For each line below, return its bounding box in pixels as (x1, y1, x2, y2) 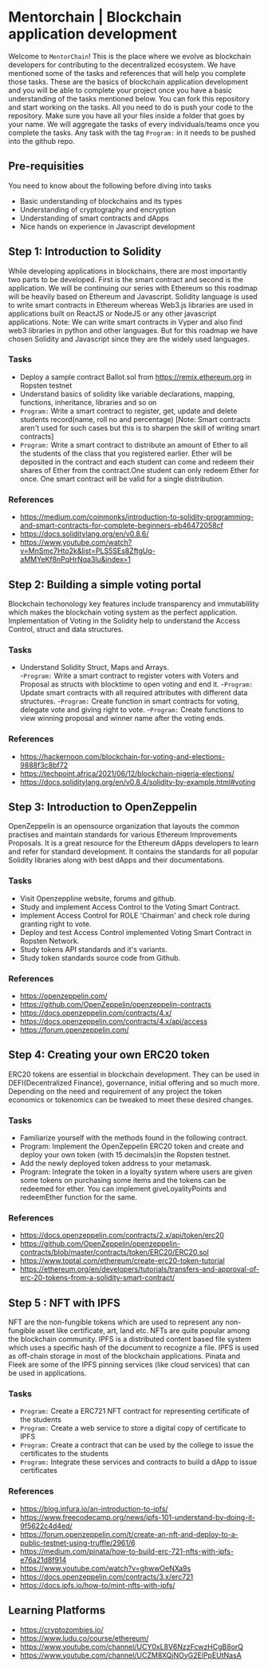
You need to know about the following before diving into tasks (8, 181, 212, 190)
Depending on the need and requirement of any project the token (8, 1086, 223, 1096)
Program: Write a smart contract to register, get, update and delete (19, 406, 238, 416)
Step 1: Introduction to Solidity (8, 245, 162, 259)
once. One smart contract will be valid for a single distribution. (19, 474, 225, 484)
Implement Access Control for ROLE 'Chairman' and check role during (19, 910, 250, 920)
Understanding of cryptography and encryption (19, 205, 176, 214)
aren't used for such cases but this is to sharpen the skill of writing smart (19, 423, 260, 432)
